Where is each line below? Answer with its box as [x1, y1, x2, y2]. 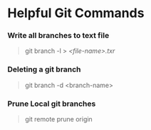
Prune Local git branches [7, 99, 96, 109]
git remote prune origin [24, 115, 93, 124]
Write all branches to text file [7, 31, 110, 41]
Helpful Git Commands [7, 5, 145, 21]
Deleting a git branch [7, 64, 81, 74]
